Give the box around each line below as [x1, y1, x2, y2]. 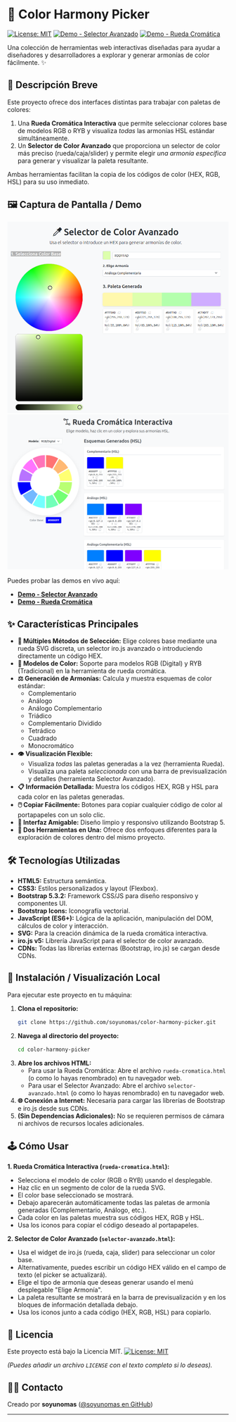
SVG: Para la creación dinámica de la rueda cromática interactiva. [17, 929, 209, 937]
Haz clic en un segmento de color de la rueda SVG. [17, 1183, 166, 1192]
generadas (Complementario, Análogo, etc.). [17, 1206, 147, 1214]
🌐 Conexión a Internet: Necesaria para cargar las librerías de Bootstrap [17, 1096, 225, 1104]
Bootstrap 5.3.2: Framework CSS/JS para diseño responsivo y [17, 892, 199, 900]
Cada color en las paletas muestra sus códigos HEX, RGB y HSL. [17, 1214, 204, 1222]
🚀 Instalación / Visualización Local [7, 972, 160, 984]
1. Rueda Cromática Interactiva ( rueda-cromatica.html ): [7, 1162, 170, 1171]
